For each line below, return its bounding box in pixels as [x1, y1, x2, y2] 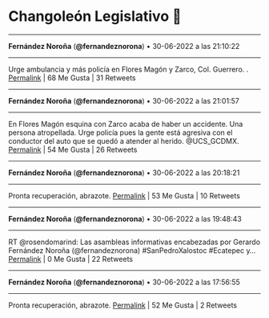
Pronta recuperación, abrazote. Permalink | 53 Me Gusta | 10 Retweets [8, 190, 240, 200]
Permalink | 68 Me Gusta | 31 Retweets [8, 72, 136, 83]
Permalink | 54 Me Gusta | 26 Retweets [8, 145, 138, 154]
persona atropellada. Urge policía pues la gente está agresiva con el [8, 128, 233, 137]
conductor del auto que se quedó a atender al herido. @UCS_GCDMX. [8, 136, 239, 145]
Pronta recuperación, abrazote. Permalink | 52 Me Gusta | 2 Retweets [8, 300, 238, 310]
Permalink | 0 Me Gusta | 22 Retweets [8, 254, 134, 263]
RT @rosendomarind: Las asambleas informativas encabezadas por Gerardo [8, 237, 261, 247]
